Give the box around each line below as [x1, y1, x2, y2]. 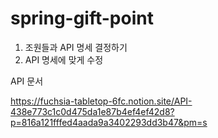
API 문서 [10, 75, 44, 87]
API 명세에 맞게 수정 [24, 53, 104, 66]
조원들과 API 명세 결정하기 [24, 41, 128, 53]
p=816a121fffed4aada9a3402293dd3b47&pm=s [10, 116, 208, 128]
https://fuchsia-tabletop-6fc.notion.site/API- [10, 95, 193, 107]
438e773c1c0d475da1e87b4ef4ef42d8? [10, 105, 175, 117]
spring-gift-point [10, 7, 154, 30]
